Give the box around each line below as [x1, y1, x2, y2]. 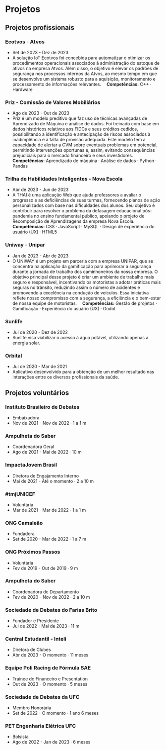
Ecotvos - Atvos [5, 38, 45, 45]
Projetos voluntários [5, 388, 69, 397]
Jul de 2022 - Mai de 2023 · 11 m [12, 623, 80, 629]
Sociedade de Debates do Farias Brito [5, 606, 98, 613]
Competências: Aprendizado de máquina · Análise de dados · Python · [12, 158, 157, 164]
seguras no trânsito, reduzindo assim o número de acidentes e [12, 284, 140, 290]
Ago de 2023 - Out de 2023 [12, 110, 69, 116]
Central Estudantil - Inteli [5, 636, 67, 643]
